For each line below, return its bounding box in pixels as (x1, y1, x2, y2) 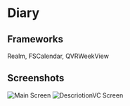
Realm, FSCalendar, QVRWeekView (7, 52, 109, 60)
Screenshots (7, 72, 65, 84)
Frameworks (7, 33, 64, 45)
